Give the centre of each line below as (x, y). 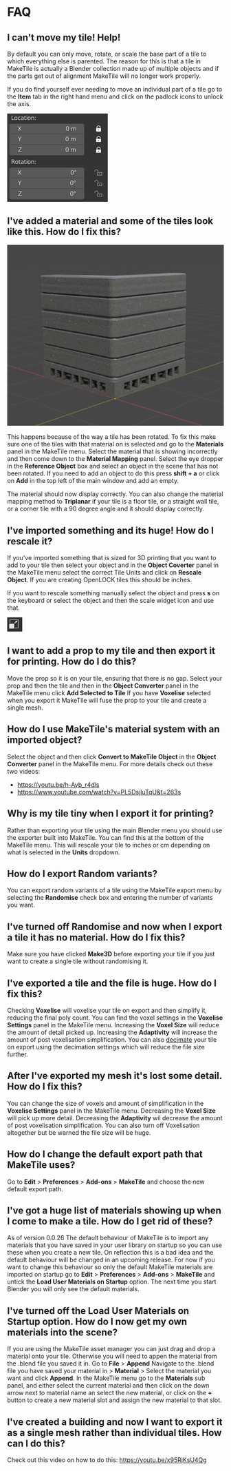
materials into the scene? (63, 1332)
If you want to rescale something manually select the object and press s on (113, 593)
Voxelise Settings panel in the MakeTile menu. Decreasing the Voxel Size (111, 1111)
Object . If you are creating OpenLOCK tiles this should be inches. (100, 580)
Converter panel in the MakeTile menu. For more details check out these (110, 764)
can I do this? (36, 1443)
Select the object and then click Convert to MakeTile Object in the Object (112, 757)
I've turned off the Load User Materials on (98, 1311)
